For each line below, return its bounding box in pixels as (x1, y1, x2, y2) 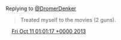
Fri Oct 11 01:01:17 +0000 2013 (11, 28, 86, 35)
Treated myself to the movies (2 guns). (20, 16, 116, 23)
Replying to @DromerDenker (5, 5, 77, 12)
